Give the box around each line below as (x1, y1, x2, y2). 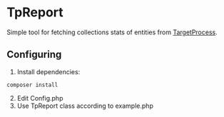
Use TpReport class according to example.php (16, 101, 154, 110)
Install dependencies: (16, 67, 81, 76)
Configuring (6, 49, 62, 61)
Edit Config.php (16, 93, 63, 102)
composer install (6, 81, 58, 88)
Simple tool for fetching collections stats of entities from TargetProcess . (6, 28, 218, 36)
